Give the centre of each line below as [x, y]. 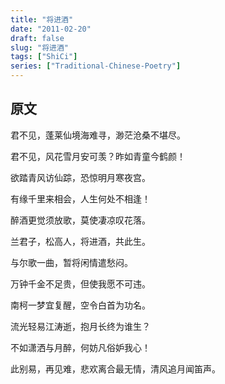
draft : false [37, 38]
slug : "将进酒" [39, 47]
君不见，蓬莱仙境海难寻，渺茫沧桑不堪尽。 [98, 135]
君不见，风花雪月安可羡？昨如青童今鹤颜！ [98, 156]
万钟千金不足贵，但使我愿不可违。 [80, 283]
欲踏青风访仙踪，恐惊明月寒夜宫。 [80, 177]
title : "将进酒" [42, 19]
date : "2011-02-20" [51, 29]
